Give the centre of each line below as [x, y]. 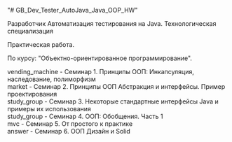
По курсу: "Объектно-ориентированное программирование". [100, 58]
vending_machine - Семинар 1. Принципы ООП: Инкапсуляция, [101, 72]
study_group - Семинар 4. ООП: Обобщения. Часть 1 [85, 116]
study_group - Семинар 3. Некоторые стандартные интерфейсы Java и [113, 101]
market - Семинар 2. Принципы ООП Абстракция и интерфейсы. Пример [116, 86]
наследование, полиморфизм [52, 79]
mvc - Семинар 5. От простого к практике [70, 124]
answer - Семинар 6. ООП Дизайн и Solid [69, 131]
